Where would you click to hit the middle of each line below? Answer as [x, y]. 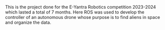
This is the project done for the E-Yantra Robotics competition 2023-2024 [81, 7]
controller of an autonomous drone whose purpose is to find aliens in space [83, 17]
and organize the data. [28, 22]
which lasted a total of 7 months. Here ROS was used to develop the [75, 12]
